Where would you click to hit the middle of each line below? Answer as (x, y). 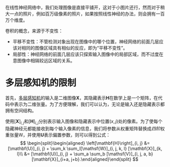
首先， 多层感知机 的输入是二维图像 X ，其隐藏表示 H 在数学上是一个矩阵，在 (82, 98)
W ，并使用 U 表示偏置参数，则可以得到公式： (65, 135)
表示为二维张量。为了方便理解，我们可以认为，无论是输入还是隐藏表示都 (89, 104)
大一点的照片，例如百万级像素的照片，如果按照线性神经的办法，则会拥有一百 (85, 14)
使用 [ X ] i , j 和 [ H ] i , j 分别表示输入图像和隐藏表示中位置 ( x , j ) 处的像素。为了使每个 (84, 122)
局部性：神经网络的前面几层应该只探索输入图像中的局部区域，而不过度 (86, 54)
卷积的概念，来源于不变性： (34, 31)
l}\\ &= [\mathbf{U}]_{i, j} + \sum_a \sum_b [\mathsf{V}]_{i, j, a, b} (85, 154)
